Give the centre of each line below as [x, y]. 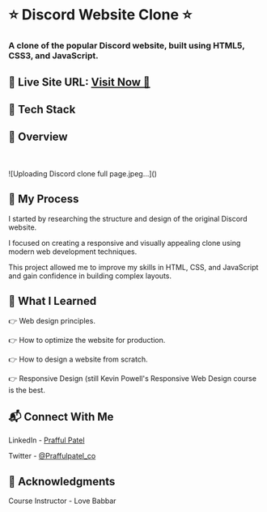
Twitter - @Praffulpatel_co [52, 456]
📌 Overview [38, 137]
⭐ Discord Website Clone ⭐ [100, 15]
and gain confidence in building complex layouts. [90, 276]
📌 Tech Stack [42, 109]
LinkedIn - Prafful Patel [47, 440]
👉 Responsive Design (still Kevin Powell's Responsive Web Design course [133, 379]
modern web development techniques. [73, 252]
